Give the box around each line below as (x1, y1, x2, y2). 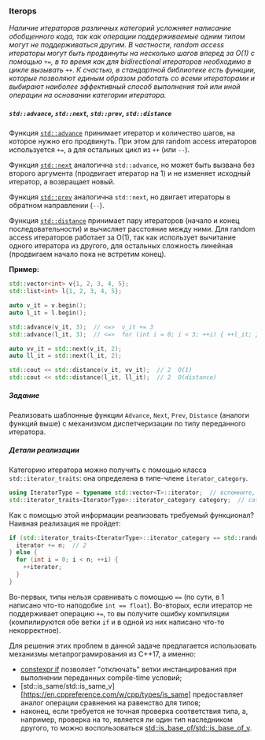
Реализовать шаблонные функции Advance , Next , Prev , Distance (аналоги (9, 410, 250, 419)
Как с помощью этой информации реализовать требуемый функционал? (9, 510, 255, 519)
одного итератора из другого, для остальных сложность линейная (9, 241, 234, 251)
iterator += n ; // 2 (16, 541, 87, 549)
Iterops (9, 6, 38, 17)
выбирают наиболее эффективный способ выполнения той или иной (9, 82, 241, 91)
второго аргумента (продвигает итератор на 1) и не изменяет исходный (9, 169, 251, 178)
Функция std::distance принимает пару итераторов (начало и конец (9, 216, 240, 225)
